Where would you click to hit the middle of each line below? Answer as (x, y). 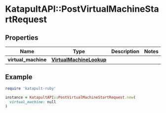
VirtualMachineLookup (79, 60)
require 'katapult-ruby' (31, 88)
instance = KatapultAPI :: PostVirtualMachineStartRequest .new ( (70, 97)
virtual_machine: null (33, 102)
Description (125, 51)
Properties (22, 38)
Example (19, 77)
